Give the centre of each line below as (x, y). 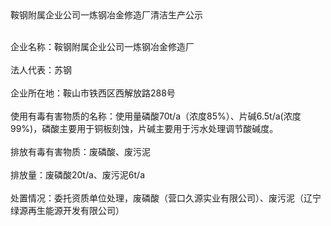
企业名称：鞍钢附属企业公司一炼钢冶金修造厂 (102, 46)
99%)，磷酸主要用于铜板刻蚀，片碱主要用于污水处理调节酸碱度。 (144, 128)
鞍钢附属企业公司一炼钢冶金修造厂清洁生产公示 (106, 15)
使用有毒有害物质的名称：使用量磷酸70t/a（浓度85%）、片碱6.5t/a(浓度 (156, 116)
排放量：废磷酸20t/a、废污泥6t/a (78, 175)
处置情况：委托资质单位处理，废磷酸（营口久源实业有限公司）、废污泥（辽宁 (166, 198)
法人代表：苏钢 (41, 70)
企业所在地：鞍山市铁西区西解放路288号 (93, 93)
